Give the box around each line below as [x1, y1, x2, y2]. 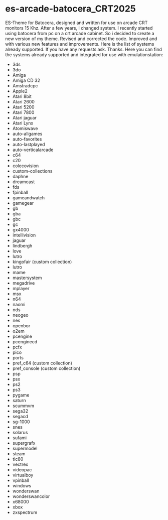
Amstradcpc [12, 82, 38, 88]
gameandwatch [12, 194, 45, 201]
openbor [12, 322, 31, 329]
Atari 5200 [12, 104, 35, 110]
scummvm [12, 403, 34, 409]
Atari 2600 [12, 98, 35, 104]
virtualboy [12, 472, 34, 478]
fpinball [12, 189, 29, 195]
